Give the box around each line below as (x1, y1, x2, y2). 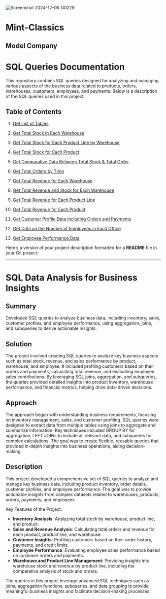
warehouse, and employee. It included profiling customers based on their (5, 363, 154, 369)
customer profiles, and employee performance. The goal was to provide (5, 486, 152, 492)
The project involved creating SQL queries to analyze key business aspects (5, 353, 158, 359)
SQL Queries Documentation (5, 61, 125, 72)
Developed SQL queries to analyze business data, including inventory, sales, (5, 315, 161, 321)
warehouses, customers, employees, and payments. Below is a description (5, 88, 158, 94)
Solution (5, 340, 32, 348)
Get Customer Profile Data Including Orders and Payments (12, 216, 132, 222)
